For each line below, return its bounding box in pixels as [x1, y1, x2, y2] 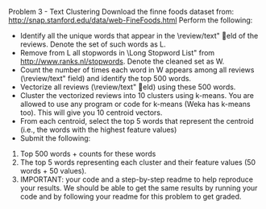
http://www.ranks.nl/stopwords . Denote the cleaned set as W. [19, 56, 225, 66]
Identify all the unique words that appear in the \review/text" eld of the [19, 31, 259, 40]
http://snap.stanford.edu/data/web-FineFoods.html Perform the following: [8, 15, 253, 25]
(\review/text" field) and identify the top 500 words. [19, 74, 192, 83]
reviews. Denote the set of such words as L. [19, 39, 167, 49]
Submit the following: [19, 133, 91, 143]
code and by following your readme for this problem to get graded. [19, 192, 242, 201]
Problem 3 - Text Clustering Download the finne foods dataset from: [8, 7, 235, 16]
